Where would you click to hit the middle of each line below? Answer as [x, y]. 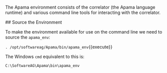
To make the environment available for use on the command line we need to [84, 32]
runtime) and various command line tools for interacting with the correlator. [83, 12]
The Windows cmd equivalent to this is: [45, 56]
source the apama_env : [28, 37]
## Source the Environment [34, 22]
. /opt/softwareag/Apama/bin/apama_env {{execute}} [59, 47]
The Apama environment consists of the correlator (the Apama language [80, 7]
